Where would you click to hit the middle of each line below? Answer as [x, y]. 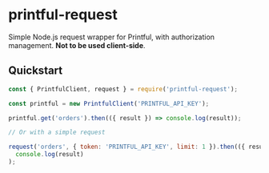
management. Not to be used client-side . [77, 45]
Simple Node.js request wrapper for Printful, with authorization [111, 37]
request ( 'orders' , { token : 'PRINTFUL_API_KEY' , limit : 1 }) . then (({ [127, 147]
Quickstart [36, 71]
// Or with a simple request [57, 133]
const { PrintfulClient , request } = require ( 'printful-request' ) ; [123, 89]
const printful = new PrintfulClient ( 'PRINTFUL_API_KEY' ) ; [109, 103]
